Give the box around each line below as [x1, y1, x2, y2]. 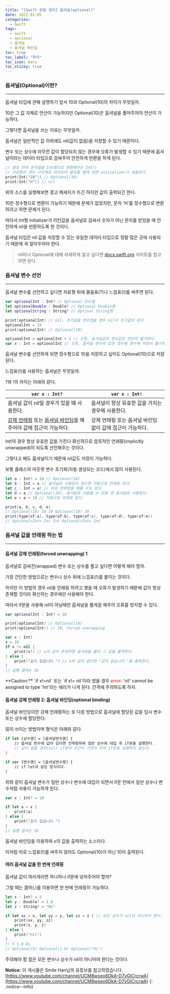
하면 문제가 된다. [18, 206, 52, 212]
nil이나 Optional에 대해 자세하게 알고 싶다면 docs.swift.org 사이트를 [17, 251, 152, 257]
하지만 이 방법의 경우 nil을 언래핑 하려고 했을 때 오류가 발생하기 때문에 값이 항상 [5, 584, 161, 591]
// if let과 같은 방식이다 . [14, 764, 66, 769]
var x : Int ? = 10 [5, 795, 44, 800]
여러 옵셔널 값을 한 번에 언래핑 [5, 861, 64, 867]
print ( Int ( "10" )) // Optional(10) [5, 175, 78, 180]
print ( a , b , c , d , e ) [5, 504, 51, 510]
